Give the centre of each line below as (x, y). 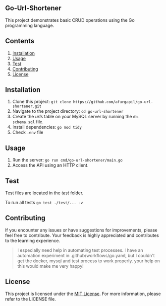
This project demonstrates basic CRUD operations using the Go (70, 20)
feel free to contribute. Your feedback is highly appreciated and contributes (82, 235)
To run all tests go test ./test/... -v (44, 203)
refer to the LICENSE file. (30, 299)
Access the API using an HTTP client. (50, 165)
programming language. (30, 25)
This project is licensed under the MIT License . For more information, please (83, 294)
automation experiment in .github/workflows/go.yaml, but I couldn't (86, 255)
